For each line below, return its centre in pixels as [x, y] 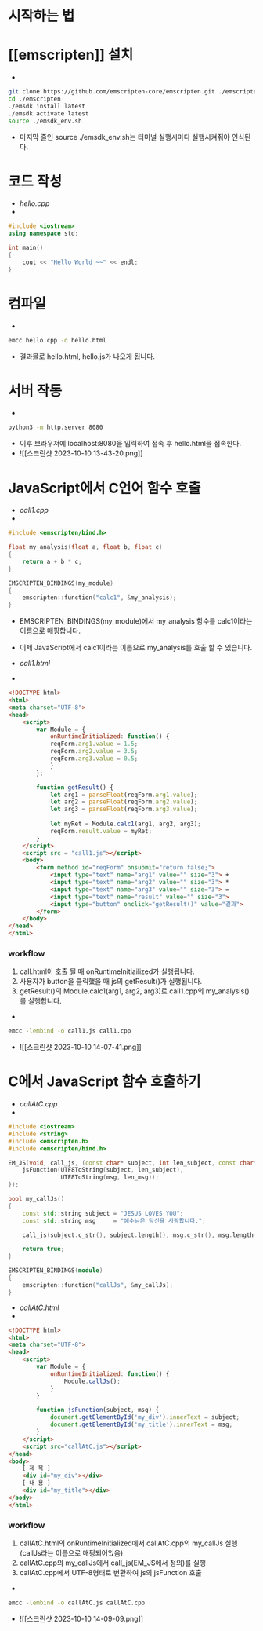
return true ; [43, 1249]
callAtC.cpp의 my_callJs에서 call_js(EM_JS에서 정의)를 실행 [112, 1563]
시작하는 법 [41, 16]
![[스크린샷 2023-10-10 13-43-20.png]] [81, 453]
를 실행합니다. [41, 1001]
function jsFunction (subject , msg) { [97, 1410]
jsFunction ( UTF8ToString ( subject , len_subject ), [103, 1170]
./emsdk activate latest [49, 113]
